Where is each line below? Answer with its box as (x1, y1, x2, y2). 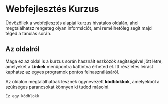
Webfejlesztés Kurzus (5, 3, 99, 15)
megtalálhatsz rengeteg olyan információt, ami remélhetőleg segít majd (5, 25, 152, 31)
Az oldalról (5, 45, 40, 53)
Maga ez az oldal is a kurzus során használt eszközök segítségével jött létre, (5, 58, 163, 64)
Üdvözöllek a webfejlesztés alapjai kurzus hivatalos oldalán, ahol (5, 20, 139, 26)
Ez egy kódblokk (5, 93, 39, 98)
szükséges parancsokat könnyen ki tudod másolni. (5, 84, 110, 90)
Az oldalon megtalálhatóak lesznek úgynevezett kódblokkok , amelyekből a (5, 78, 160, 84)
